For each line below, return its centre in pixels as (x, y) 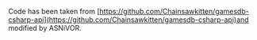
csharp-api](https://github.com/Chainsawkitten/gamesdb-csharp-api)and (128, 20)
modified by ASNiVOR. (45, 28)
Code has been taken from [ (54, 11)
